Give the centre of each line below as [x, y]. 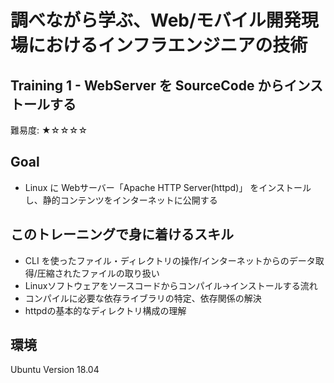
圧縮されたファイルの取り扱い [98, 273]
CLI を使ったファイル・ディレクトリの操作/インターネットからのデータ [170, 260]
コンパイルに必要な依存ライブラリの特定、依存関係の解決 [143, 298]
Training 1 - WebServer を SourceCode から [147, 85]
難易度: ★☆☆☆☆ [49, 130]
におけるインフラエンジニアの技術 [168, 45]
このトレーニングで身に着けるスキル [122, 234]
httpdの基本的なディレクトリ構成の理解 [105, 310]
